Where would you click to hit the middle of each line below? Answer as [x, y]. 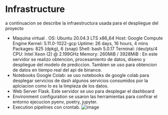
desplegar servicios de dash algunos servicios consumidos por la [80, 80]
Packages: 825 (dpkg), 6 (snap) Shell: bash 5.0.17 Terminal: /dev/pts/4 [85, 48]
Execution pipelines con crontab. [46, 107]
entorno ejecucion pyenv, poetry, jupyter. [55, 101]
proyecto [15, 28]
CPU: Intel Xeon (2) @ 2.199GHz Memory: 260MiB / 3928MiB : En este [85, 54]
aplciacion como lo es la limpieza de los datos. [60, 85]
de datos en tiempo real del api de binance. [57, 70]
